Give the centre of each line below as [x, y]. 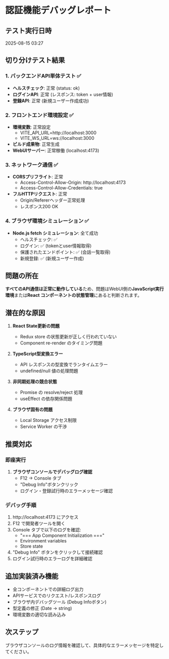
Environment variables [43, 541]
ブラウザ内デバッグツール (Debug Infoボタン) [60, 602]
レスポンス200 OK [39, 207]
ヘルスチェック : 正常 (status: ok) [46, 88]
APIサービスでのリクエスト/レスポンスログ [57, 595]
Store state [32, 546]
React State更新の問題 [36, 326]
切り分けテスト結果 [35, 61]
